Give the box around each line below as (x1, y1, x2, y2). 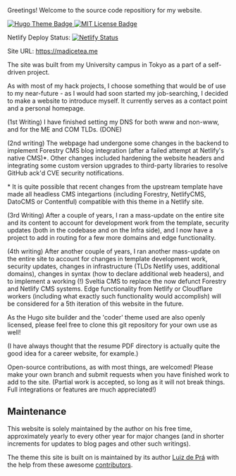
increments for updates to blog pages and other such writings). (7, 439, 191, 448)
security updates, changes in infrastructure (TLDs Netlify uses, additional (7, 262, 221, 270)
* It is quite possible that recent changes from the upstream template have (7, 182, 223, 191)
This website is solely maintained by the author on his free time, (7, 424, 192, 432)
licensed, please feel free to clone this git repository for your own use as (7, 320, 218, 329)
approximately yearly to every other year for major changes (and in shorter (7, 432, 224, 440)
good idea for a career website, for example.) (7, 349, 139, 358)
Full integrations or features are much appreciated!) (7, 385, 157, 394)
